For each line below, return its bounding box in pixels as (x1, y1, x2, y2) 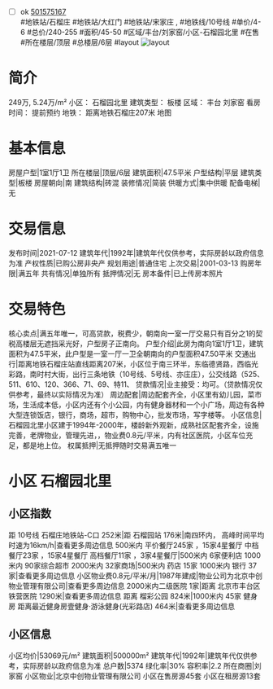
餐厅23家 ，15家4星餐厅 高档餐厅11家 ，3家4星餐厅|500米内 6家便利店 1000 (8, 550, 262, 560)
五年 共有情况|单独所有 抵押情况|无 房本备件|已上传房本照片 (24, 268, 223, 278)
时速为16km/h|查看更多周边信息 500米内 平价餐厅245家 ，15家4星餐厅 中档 (8, 540, 259, 550)
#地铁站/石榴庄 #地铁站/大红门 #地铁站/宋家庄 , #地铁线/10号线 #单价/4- (19, 17, 262, 27)
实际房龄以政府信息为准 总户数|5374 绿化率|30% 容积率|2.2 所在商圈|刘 (22, 660, 262, 670)
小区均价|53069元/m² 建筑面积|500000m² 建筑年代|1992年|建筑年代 (8, 651, 236, 660)
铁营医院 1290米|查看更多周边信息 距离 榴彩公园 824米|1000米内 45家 (8, 590, 242, 601)
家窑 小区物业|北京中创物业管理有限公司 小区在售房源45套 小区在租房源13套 (8, 671, 262, 681)
